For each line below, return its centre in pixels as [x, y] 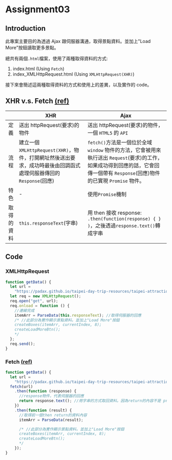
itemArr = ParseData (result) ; [51, 420]
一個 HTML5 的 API [108, 133]
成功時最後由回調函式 [55, 165]
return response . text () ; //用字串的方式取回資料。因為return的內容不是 [90, 401]
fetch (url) [21, 387]
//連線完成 [25, 311]
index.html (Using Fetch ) [39, 69]
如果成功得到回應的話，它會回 [123, 165]
